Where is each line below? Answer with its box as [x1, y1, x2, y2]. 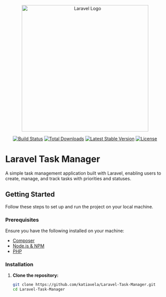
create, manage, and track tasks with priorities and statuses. [5, 175, 132, 182]
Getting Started [5, 190, 55, 199]
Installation [5, 261, 34, 268]
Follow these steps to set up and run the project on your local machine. [5, 203, 153, 209]
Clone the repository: [12, 272, 59, 278]
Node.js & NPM [12, 243, 45, 249]
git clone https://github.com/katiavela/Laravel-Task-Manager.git [12, 282, 156, 287]
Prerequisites [5, 216, 39, 223]
